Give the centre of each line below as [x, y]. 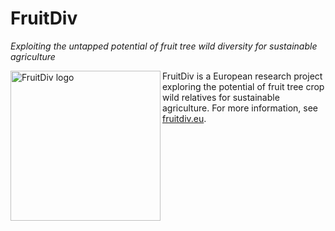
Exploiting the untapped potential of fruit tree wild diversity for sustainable [164, 46]
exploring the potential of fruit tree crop [243, 86]
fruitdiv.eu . [184, 118]
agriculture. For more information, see [240, 108]
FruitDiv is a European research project [242, 76]
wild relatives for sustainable [221, 97]
